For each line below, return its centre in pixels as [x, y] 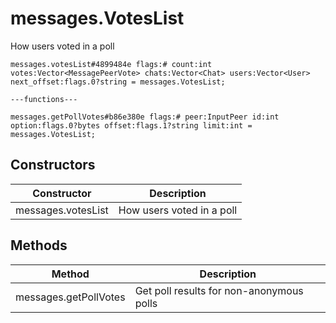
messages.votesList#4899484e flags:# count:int [111, 64]
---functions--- [44, 99]
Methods [39, 245]
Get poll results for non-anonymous [219, 290]
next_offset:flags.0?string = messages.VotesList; [118, 82]
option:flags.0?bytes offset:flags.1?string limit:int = [131, 125]
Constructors [53, 165]
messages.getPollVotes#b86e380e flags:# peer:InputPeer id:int [145, 117]
